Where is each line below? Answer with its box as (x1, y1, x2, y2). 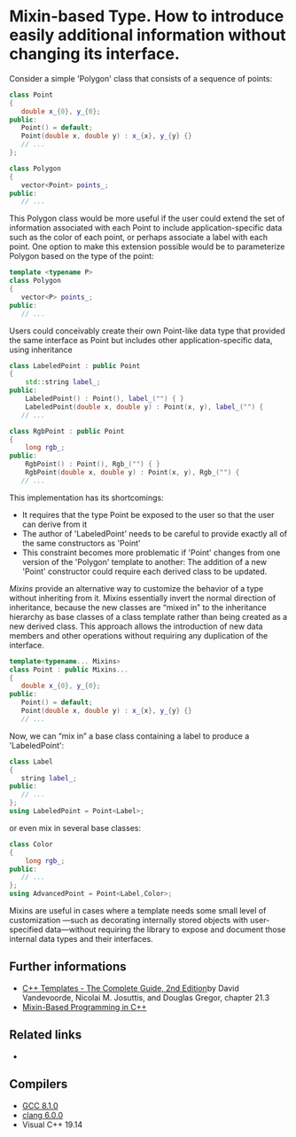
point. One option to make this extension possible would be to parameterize (9, 241, 285, 252)
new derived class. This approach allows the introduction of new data (9, 621, 263, 631)
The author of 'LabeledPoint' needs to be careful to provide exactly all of (21, 528, 288, 538)
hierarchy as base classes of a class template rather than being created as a (9, 611, 288, 622)
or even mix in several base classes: (9, 822, 142, 833)
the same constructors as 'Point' (21, 537, 142, 548)
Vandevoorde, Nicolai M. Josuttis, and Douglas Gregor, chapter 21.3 (21, 992, 270, 1003)
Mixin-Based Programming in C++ (21, 1001, 147, 1012)
